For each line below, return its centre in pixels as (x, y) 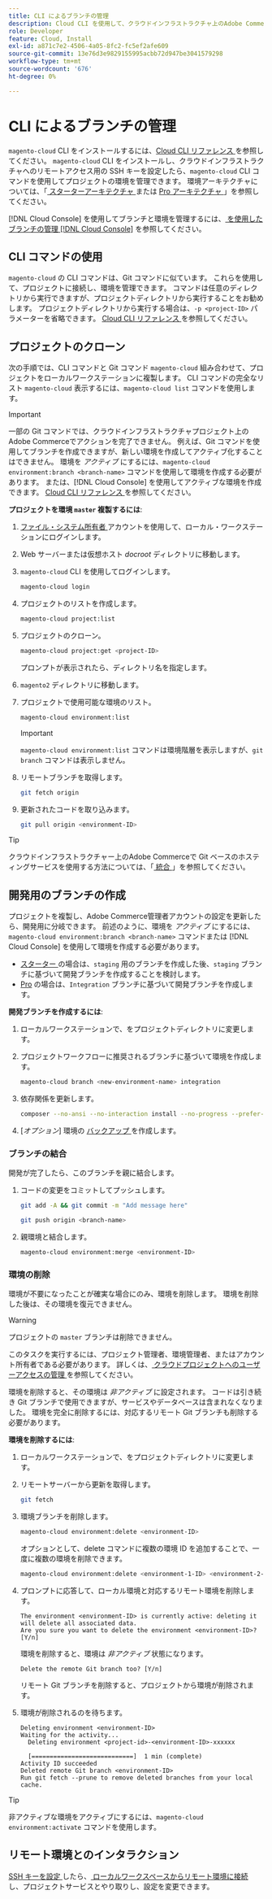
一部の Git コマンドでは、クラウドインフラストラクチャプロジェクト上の (129, 431)
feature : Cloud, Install (50, 39)
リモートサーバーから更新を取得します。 (88, 1484)
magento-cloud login (55, 587)
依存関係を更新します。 (59, 1099)
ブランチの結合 (38, 1153)
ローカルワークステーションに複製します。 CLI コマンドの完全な (150, 378)
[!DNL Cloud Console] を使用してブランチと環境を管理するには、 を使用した (136, 218)
